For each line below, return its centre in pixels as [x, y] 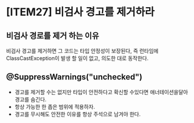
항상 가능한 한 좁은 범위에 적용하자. [55, 107]
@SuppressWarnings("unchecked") [74, 77]
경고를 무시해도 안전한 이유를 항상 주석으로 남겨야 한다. [78, 114]
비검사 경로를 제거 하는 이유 [52, 36]
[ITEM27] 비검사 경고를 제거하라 [80, 12]
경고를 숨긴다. [31, 99]
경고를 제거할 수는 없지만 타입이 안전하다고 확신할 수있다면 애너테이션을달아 [101, 92]
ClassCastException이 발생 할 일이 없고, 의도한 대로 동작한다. [78, 58]
